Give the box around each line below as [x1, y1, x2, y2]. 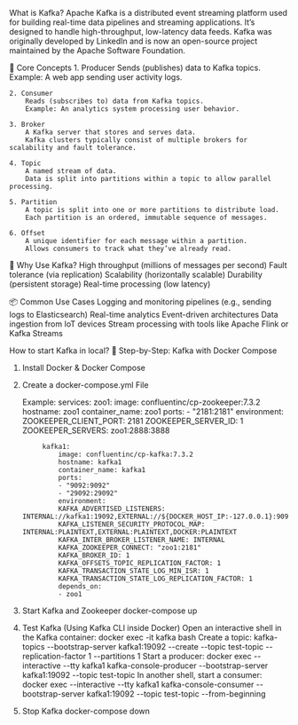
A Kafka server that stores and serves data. [25, 128, 197, 137]
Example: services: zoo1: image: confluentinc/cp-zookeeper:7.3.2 [21, 397, 261, 407]
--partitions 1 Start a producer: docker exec [92, 651, 253, 661]
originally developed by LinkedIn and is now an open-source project [9, 35, 258, 46]
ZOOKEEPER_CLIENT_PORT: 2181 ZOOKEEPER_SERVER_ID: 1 [21, 416, 244, 426]
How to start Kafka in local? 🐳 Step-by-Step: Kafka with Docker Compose [9, 345, 278, 356]
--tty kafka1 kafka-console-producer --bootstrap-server [62, 660, 269, 671]
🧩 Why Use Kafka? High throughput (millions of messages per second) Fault [9, 260, 287, 270]
